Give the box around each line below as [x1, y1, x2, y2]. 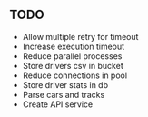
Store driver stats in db [22, 79, 109, 90]
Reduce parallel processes [22, 50, 123, 62]
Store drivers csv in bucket [22, 60, 124, 71]
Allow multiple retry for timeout [22, 31, 139, 42]
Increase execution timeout [22, 41, 125, 52]
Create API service [22, 99, 94, 110]
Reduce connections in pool [22, 70, 128, 81]
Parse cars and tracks [22, 89, 105, 100]
